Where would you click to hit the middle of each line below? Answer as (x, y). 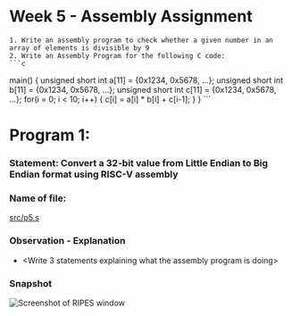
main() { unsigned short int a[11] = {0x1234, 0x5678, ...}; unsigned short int (146, 80)
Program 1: (50, 135)
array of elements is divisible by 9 (79, 48)
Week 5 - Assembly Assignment (131, 17)
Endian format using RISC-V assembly (94, 174)
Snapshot (31, 283)
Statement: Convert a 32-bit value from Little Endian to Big (139, 163)
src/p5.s (25, 218)
